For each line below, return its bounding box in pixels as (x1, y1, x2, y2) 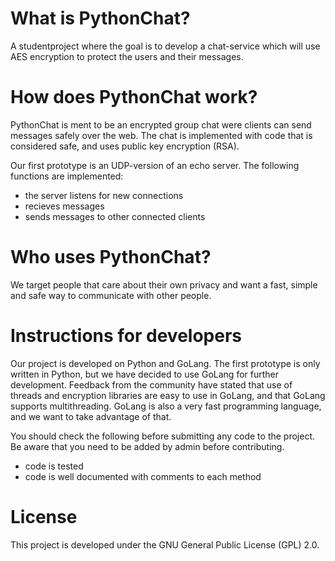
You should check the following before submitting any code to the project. (10, 430, 316, 442)
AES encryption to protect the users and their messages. (10, 50, 244, 62)
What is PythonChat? (10, 7, 191, 30)
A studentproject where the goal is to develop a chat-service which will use (10, 40, 321, 52)
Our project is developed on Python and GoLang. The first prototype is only (10, 357, 321, 369)
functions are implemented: (10, 170, 124, 182)
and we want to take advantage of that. (10, 410, 172, 422)
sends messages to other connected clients (24, 210, 206, 222)
